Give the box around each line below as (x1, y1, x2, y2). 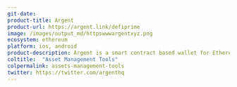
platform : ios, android (7, 43, 78, 50)
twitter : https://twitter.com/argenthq (7, 69, 125, 76)
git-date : (7, 10, 37, 18)
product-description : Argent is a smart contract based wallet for (7, 50, 210, 57)
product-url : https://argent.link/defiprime (7, 23, 140, 30)
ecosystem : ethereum (7, 36, 68, 43)
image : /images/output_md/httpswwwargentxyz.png (7, 29, 153, 37)
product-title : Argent (7, 17, 74, 24)
